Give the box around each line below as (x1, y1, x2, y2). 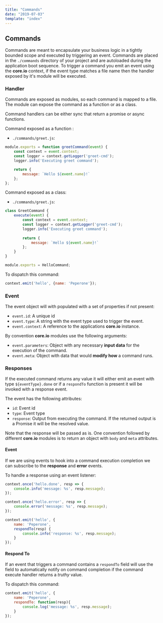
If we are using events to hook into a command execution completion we (5, 457, 150, 463)
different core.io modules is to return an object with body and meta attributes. (5, 436, 159, 441)
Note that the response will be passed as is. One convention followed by (5, 430, 150, 436)
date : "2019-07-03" (5, 12, 45, 17)
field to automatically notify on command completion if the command (5, 567, 144, 573)
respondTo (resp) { (14, 526, 51, 531)
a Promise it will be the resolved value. (12, 421, 90, 427)
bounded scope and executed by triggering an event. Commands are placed (5, 52, 158, 59)
